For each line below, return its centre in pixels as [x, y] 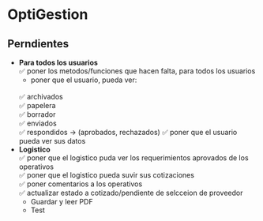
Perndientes [38, 44]
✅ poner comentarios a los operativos [81, 184]
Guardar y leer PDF [62, 202]
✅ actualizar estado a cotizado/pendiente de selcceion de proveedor [131, 193]
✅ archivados [41, 97]
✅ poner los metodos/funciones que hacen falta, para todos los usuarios [137, 71]
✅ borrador [37, 114]
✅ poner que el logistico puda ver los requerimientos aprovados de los [134, 158]
